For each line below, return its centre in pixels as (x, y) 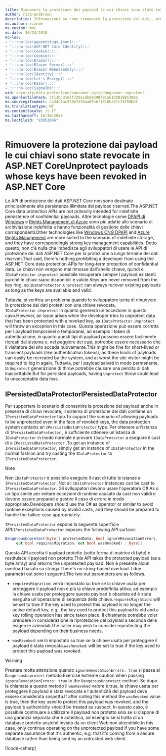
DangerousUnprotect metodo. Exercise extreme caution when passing (75, 675)
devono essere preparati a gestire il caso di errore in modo (65, 499)
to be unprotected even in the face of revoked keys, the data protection (78, 422)
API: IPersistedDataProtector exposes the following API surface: (71, 530)
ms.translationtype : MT (30, 107)
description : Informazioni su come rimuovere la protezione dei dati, (79, 19)
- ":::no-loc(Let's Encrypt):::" (40, 79)
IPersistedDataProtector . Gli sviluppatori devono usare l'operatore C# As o (82, 488)
